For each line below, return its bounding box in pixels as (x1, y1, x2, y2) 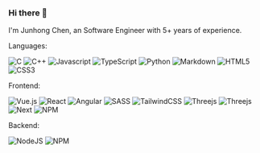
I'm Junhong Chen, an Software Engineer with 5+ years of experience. (8, 26, 242, 35)
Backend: (8, 121, 40, 130)
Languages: (8, 41, 47, 51)
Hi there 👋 (8, 7, 48, 19)
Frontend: (8, 81, 41, 91)
